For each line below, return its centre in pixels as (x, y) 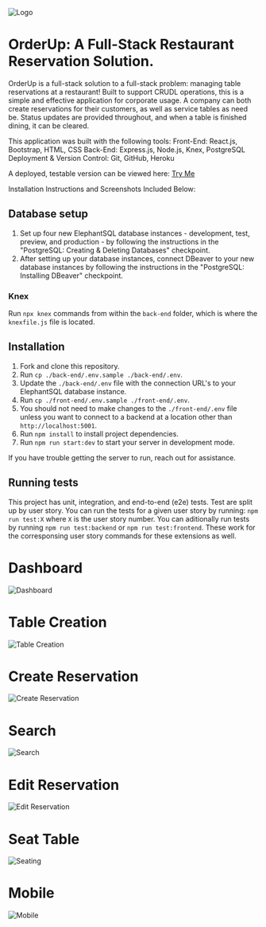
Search (33, 731)
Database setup (48, 214)
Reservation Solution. (81, 62)
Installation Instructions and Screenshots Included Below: (102, 189)
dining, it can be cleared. (49, 125)
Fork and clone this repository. (69, 366)
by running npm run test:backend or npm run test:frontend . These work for (132, 527)
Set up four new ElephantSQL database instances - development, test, (135, 233)
